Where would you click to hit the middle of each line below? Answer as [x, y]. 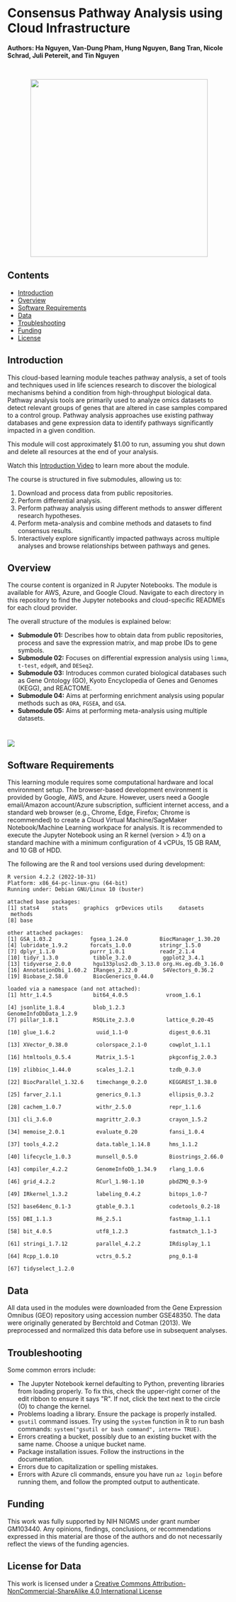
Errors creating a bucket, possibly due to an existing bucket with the [117, 1436]
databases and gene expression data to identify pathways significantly [111, 423]
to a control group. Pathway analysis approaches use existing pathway [111, 415]
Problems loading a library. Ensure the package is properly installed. [117, 1414]
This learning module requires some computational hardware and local [111, 783]
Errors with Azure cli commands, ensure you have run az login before [120, 1474]
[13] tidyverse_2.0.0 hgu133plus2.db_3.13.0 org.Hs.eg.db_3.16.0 [115, 964]
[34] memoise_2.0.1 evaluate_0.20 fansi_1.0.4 [106, 1132]
